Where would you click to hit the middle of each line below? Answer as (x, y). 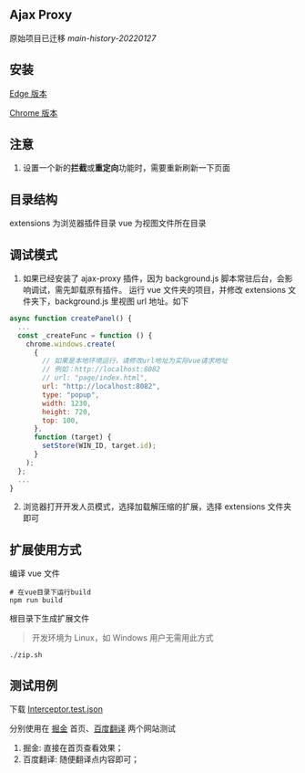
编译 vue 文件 (35, 573)
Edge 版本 (28, 93)
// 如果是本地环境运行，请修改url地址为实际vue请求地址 (135, 361)
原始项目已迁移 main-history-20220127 (83, 38)
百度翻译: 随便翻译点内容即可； (81, 759)
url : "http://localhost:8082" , (102, 387)
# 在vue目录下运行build (50, 592)
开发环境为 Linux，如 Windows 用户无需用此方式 (122, 638)
